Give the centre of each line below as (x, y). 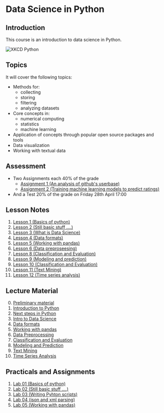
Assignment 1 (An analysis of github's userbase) (70, 183)
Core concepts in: (31, 113)
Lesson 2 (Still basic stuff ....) (43, 227)
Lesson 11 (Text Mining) (37, 270)
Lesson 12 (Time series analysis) (46, 275)
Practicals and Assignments (50, 372)
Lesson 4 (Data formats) (38, 238)
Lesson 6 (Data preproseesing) (45, 248)
